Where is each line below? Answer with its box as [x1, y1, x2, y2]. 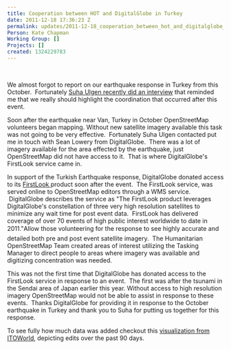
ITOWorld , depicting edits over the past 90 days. [7, 334, 144, 342]
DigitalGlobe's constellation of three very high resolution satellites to [7, 202, 201, 210]
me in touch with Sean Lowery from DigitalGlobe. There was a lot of [7, 137, 201, 146]
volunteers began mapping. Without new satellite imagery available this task [7, 123, 223, 131]
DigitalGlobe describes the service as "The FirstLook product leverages [8, 194, 212, 203]
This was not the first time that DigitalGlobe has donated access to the [7, 269, 206, 278]
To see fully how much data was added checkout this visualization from [7, 326, 210, 335]
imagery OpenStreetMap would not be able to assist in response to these [7, 291, 214, 300]
